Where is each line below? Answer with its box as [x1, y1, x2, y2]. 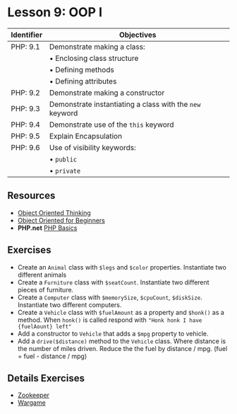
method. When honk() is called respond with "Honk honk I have [17, 316, 202, 324]
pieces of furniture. [17, 285, 74, 294]
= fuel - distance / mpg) [17, 352, 87, 360]
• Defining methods [49, 64, 114, 74]
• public [49, 154, 78, 163]
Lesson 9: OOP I [7, 4, 103, 21]
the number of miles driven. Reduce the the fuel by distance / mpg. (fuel [17, 344, 228, 352]
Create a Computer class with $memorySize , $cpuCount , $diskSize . [17, 293, 203, 301]
